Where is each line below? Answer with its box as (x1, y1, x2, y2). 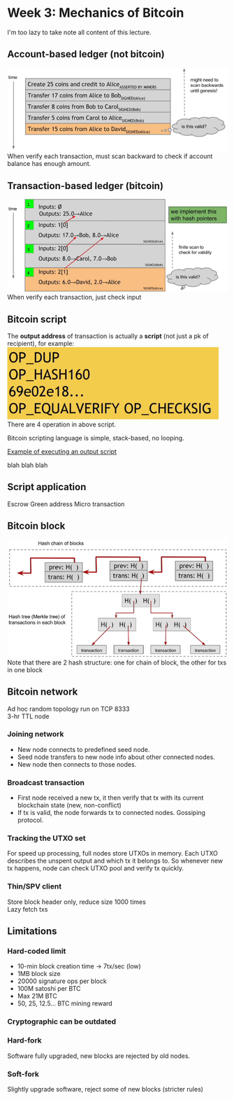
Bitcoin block (7, 520, 66, 532)
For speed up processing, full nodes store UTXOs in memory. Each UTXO (7, 849, 219, 858)
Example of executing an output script (7, 447, 117, 456)
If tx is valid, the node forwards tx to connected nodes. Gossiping (17, 809, 206, 817)
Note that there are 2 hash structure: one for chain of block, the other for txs (7, 658, 227, 667)
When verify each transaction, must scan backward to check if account (7, 152, 213, 160)
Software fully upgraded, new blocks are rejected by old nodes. (7, 1052, 191, 1060)
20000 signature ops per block (17, 977, 107, 985)
